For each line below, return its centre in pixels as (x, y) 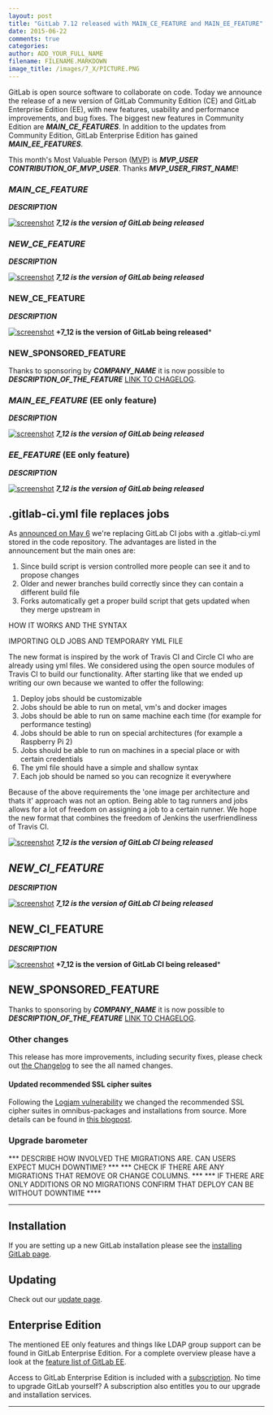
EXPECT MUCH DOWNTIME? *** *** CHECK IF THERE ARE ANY (117, 1167)
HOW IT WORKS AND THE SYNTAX (68, 625)
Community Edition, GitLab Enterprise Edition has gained (103, 135)
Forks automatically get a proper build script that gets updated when (135, 601)
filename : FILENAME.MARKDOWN (58, 62)
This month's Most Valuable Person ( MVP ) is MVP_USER (103, 159)
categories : (28, 46)
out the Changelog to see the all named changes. (91, 1065)
